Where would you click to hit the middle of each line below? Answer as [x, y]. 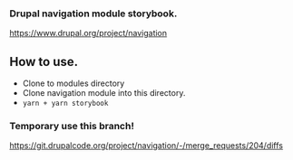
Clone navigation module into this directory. [104, 93]
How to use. [44, 61]
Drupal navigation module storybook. [93, 14]
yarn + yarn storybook [65, 104]
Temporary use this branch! [72, 127]
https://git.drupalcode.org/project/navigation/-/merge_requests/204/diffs [146, 146]
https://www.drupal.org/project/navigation [88, 33]
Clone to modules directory [73, 83]
